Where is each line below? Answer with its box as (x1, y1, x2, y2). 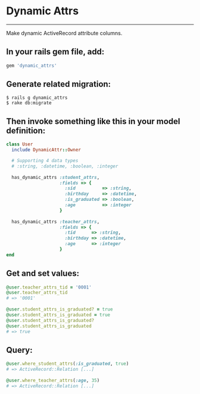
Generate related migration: (6, 79, 111, 89)
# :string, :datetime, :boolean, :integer (11, 163, 118, 169)
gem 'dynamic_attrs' (6, 63, 58, 69)
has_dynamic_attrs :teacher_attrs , (11, 219, 100, 225)
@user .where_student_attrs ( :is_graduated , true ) (6, 361, 129, 367)
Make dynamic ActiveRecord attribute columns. (6, 29, 123, 36)
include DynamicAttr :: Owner (11, 147, 82, 153)
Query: (6, 345, 33, 355)
